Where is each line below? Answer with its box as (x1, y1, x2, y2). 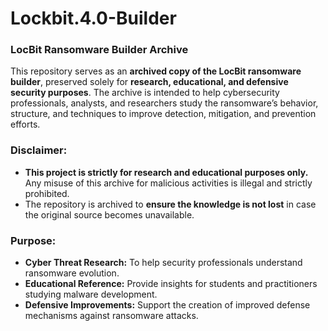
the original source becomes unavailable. (24, 208, 195, 221)
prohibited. (24, 187, 70, 199)
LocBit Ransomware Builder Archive (10, 43, 189, 57)
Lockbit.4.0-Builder (10, 7, 177, 30)
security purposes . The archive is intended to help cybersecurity (10, 87, 280, 99)
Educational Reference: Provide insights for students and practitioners (24, 278, 318, 290)
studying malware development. (24, 288, 158, 301)
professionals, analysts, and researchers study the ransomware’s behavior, (10, 97, 319, 109)
